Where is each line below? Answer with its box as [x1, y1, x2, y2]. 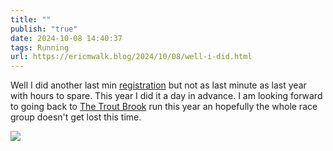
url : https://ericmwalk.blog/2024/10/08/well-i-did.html [10, 52, 253, 62]
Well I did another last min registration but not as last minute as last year [10, 79, 307, 91]
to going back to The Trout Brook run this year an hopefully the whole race [10, 101, 318, 113]
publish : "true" [10, 24, 78, 34]
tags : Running [10, 42, 70, 53]
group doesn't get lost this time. [10, 111, 142, 123]
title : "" [10, 14, 52, 25]
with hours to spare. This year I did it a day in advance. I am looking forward [10, 90, 323, 102]
